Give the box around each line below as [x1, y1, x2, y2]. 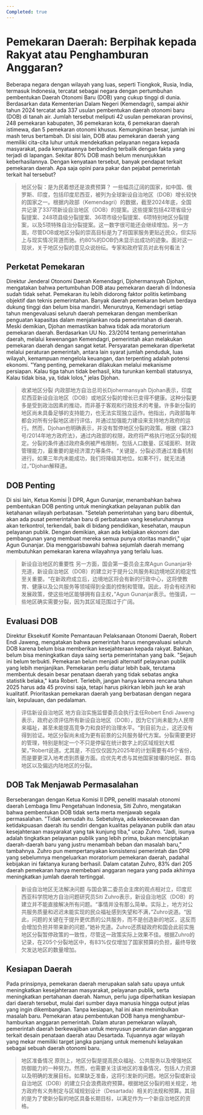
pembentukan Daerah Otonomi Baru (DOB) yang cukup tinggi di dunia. [6, 93, 181, 100]
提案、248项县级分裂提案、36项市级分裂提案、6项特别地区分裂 [26, 213, 184, 221]
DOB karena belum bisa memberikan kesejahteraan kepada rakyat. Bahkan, [6, 645, 194, 652]
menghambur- [150, 1012, 185, 1019]
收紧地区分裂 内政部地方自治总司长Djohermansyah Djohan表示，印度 [21, 387, 192, 394]
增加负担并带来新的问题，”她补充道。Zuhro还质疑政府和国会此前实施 [26, 923, 195, 930]
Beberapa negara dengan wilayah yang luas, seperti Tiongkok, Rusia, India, [6, 81, 193, 88]
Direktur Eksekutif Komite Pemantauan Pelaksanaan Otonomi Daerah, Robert [6, 632, 197, 639]
